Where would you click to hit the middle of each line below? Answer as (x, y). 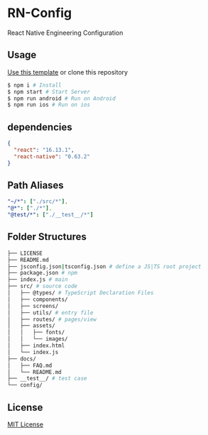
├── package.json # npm (43, 273)
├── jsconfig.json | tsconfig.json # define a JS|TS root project (104, 266)
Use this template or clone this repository (68, 72)
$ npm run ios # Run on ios (49, 105)
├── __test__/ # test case (47, 379)
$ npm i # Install (34, 85)
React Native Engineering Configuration (65, 33)
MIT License (26, 424)
